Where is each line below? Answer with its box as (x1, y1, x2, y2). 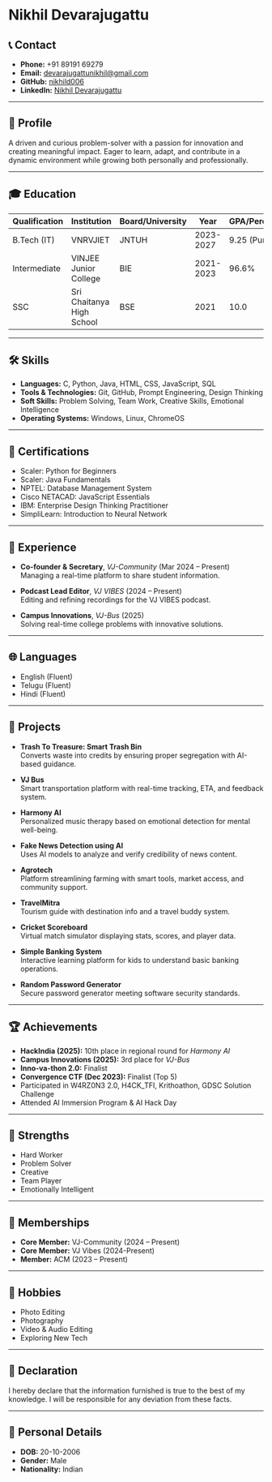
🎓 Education (8, 187, 77, 201)
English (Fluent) (19, 672, 73, 681)
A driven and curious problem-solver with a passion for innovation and (8, 138, 244, 148)
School (71, 316, 98, 328)
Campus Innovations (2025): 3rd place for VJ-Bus (19, 1055, 190, 1064)
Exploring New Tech (19, 1333, 88, 1342)
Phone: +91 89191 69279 (19, 59, 104, 69)
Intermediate (12, 262, 61, 273)
